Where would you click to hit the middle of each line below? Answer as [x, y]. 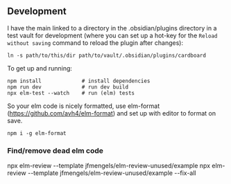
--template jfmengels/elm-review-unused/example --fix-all [112, 173]
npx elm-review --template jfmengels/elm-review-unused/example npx [109, 166]
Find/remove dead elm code [55, 150]
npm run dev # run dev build [68, 87]
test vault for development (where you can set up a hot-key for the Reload [112, 35]
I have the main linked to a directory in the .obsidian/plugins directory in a [112, 28]
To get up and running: [40, 68]
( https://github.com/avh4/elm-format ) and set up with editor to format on [112, 113]
